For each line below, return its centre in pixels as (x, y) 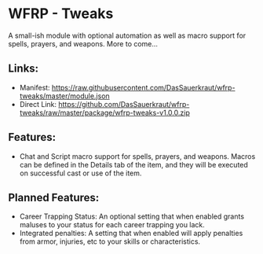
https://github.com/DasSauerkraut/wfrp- (124, 104)
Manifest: (35, 87)
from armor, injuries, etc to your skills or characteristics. (110, 241)
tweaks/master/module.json (64, 96)
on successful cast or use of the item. (80, 173)
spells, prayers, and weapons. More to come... (83, 43)
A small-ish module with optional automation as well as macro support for (127, 35)
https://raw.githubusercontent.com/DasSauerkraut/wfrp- (143, 87)
